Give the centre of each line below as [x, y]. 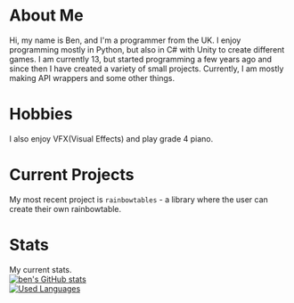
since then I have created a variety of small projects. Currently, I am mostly [147, 69]
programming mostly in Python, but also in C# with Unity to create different [147, 49]
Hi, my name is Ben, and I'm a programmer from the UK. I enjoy [125, 40]
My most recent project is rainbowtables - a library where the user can [139, 199]
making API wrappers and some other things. [92, 78]
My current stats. [41, 269]
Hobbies [41, 115]
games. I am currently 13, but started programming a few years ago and [141, 59]
